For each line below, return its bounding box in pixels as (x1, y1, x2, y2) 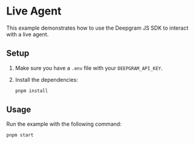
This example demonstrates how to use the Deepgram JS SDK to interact (6, 24, 189, 31)
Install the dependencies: (15, 76, 79, 83)
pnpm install (15, 88, 48, 94)
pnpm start (6, 132, 34, 139)
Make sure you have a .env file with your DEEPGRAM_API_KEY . (15, 64, 163, 71)
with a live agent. (6, 30, 49, 38)
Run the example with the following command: (6, 120, 122, 128)
